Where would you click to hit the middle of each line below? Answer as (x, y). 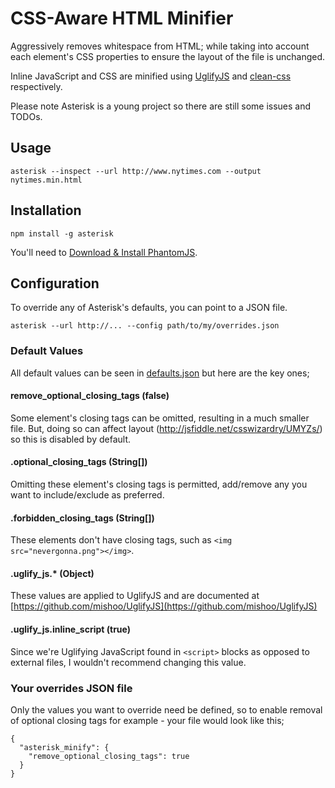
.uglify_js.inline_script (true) (71, 629)
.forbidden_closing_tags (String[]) (82, 518)
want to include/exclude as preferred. (87, 495)
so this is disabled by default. (71, 439)
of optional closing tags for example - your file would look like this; (147, 720)
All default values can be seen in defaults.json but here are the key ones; (160, 373)
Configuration (55, 283)
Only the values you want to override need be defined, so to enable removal (166, 709)
